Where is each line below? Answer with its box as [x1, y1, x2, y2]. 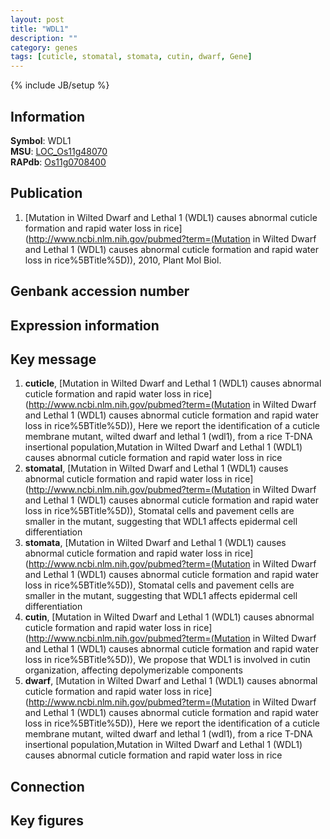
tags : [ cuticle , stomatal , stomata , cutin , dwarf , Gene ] [10, 52, 253, 62]
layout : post [10, 14, 65, 25]
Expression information [10, 317, 160, 334]
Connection [10, 778, 85, 795]
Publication [10, 185, 83, 202]
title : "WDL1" [10, 24, 70, 34]
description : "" [10, 33, 78, 43]
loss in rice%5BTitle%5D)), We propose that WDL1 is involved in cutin [24, 654, 311, 666]
